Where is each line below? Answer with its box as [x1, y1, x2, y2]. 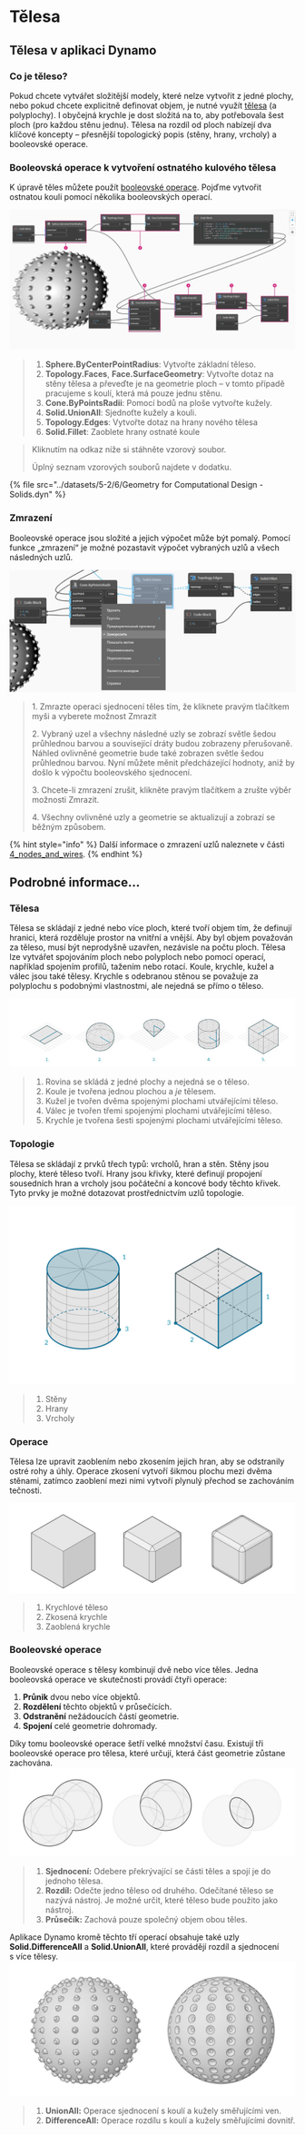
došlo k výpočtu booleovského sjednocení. [31, 766, 192, 777]
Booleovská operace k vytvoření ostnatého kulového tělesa [9, 161, 277, 173]
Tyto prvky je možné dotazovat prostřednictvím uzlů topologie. [9, 1187, 244, 1198]
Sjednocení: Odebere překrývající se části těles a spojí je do [44, 1866, 271, 1877]
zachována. [9, 1757, 53, 1768]
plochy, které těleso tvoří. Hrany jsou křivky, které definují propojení [9, 1168, 262, 1179]
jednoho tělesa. [44, 1875, 103, 1886]
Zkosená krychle [44, 1611, 108, 1622]
